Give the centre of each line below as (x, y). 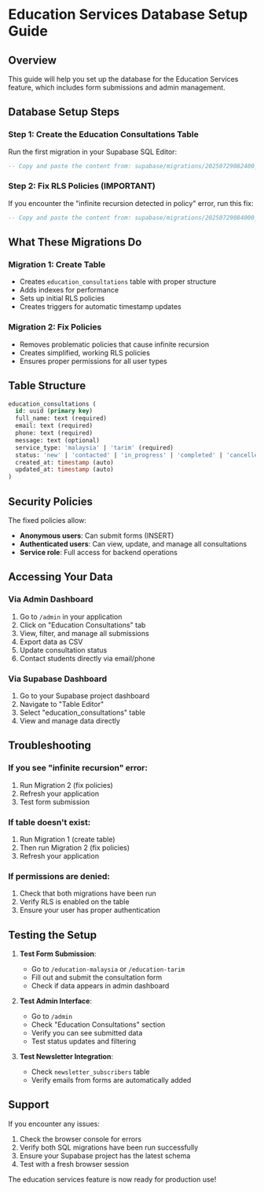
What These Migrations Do (75, 243)
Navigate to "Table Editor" (62, 704)
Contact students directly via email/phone (87, 658)
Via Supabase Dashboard (58, 679)
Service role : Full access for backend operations (99, 552)
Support (29, 1105)
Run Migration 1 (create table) (67, 839)
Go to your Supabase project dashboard (84, 695)
